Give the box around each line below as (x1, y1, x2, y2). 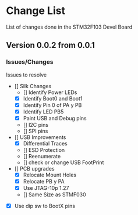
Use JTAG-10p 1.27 (23, 185, 69, 192)
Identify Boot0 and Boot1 (23, 95, 83, 102)
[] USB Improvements (14, 133, 66, 141)
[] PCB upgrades (14, 165, 55, 172)
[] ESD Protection (23, 146, 65, 153)
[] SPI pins (23, 127, 48, 134)
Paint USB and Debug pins (23, 115, 87, 122)
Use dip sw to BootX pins (14, 203, 76, 210)
